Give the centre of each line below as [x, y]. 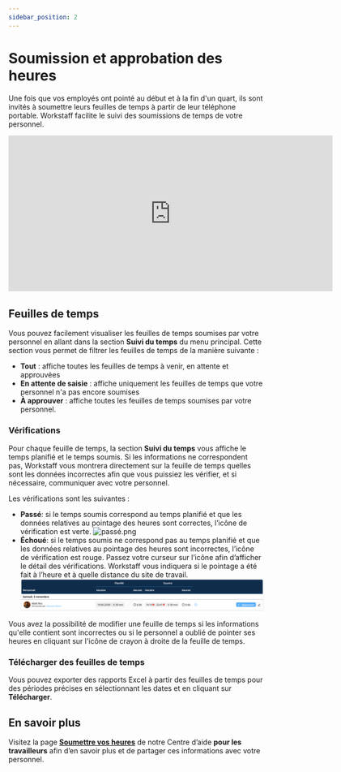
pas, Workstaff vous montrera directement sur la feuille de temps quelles [130, 465]
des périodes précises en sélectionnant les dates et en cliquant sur [120, 688]
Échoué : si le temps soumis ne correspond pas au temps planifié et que [140, 540]
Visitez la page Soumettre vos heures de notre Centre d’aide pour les [125, 742]
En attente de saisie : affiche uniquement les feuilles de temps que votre [141, 384]
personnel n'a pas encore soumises [80, 392]
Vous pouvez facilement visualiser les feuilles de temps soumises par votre [134, 334]
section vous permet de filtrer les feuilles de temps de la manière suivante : [134, 351]
